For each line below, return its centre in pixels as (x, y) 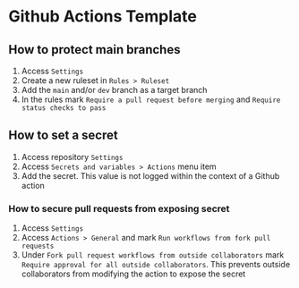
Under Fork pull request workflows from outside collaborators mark (153, 255)
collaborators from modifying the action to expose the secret (133, 274)
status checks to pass (64, 108)
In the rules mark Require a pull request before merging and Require (151, 99)
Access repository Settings (72, 157)
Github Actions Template (103, 17)
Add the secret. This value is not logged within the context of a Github (150, 175)
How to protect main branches (94, 50)
